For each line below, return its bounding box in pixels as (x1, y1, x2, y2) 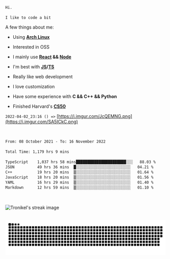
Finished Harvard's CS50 (12, 103, 66, 109)
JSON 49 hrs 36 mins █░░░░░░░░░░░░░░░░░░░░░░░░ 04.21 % (5, 164, 154, 170)
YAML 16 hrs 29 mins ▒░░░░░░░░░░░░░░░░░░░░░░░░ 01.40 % (5, 180, 154, 185)
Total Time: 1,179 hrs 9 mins (5, 149, 70, 154)
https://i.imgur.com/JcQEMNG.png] (58, 113, 132, 119)
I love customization (12, 84, 55, 89)
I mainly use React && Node (12, 54, 72, 60)
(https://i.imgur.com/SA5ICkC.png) (5, 119, 78, 125)
